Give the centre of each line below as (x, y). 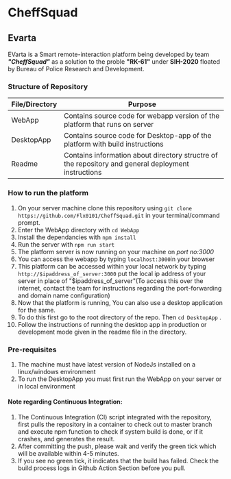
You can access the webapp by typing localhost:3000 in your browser (116, 259)
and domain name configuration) (64, 295)
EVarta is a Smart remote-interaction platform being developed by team (109, 54)
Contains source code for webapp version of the (142, 116)
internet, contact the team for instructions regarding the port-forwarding (120, 288)
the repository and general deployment (126, 164)
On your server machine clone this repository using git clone (105, 208)
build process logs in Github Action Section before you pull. (101, 468)
